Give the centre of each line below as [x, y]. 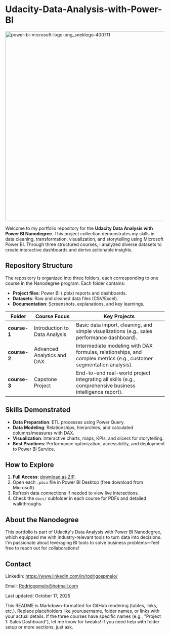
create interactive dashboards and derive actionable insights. [69, 249]
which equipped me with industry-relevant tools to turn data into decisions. [83, 537]
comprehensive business [105, 386]
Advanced [46, 349]
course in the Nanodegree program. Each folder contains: [65, 283]
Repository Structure [39, 266]
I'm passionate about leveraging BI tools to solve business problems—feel [82, 543]
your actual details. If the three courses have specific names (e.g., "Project [83, 616]
